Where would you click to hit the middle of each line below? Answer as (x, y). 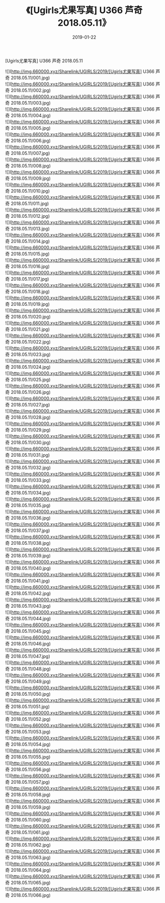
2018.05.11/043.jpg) (31, 606)
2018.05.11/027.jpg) (30, 404)
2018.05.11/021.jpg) (30, 329)
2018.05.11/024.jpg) (31, 367)
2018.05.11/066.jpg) (31, 895)
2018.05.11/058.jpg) (31, 794)
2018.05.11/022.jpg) (31, 342)
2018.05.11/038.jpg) (31, 543)
